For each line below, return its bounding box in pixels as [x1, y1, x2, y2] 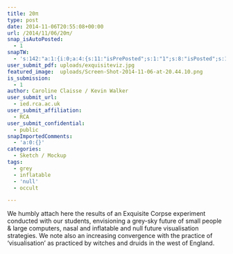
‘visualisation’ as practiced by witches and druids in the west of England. [7, 239, 215, 247]
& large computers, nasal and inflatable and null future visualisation [7, 224, 199, 232]
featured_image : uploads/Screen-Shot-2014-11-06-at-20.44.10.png [7, 68, 203, 75]
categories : [7, 146, 42, 153]
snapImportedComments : [7, 133, 73, 139]
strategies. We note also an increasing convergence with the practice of [7, 232, 213, 240]
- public [13, 126, 39, 133]
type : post [7, 17, 39, 24]
